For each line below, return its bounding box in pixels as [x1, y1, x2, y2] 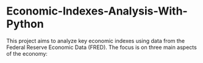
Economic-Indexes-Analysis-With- [6, 4, 188, 18]
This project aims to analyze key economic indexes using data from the [6, 37, 185, 44]
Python [6, 17, 44, 31]
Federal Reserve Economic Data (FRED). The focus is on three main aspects [6, 44, 197, 51]
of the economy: [6, 50, 48, 57]
